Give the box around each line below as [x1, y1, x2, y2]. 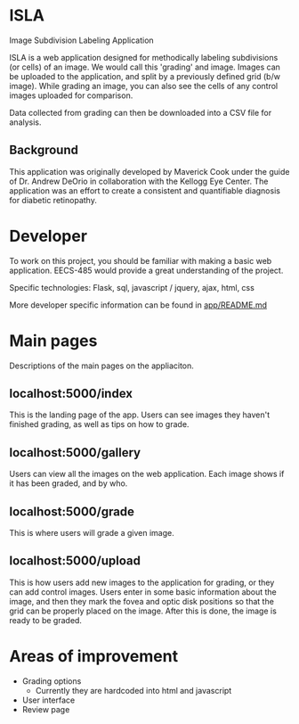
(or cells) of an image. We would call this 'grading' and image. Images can [9, 62, 280, 72]
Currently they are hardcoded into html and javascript [35, 685, 232, 695]
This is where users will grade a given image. [9, 528, 175, 539]
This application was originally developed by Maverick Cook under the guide [9, 166, 290, 177]
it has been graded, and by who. [9, 478, 128, 489]
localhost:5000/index [9, 386, 133, 401]
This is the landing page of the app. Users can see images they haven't [9, 409, 271, 420]
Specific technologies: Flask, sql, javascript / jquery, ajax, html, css [9, 282, 255, 292]
